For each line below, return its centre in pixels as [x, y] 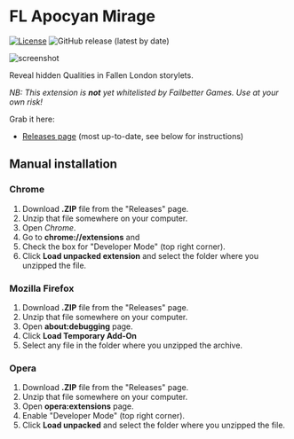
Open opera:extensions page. [78, 406]
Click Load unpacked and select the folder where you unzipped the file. [154, 425]
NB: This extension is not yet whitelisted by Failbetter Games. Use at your [144, 92]
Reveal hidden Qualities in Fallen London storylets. [101, 75]
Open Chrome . [49, 227]
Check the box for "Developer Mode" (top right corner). [124, 247]
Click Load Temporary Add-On [79, 335]
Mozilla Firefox [42, 288]
